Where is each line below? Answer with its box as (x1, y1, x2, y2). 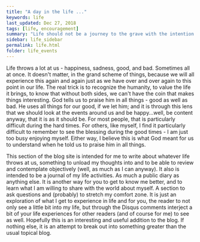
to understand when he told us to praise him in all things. (6, 141, 146, 148)
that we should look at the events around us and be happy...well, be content (6, 109, 193, 116)
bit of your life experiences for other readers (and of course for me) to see (6, 210, 190, 217)
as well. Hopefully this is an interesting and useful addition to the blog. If (6, 216, 184, 223)
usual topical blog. (6, 229, 52, 236)
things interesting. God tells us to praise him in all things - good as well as (6, 96, 188, 103)
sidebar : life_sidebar (6, 37, 63, 43)
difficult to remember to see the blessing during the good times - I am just (6, 128, 189, 135)
